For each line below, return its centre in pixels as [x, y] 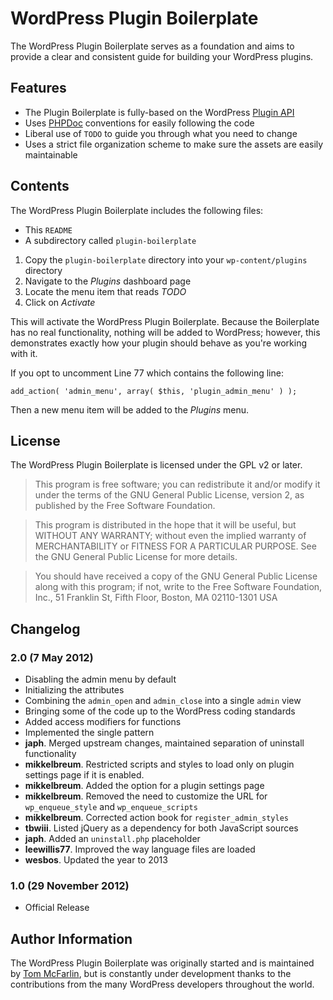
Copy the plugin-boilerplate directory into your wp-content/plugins [166, 259]
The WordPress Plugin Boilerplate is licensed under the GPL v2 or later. [156, 465]
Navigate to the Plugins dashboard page [108, 281]
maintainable [51, 154]
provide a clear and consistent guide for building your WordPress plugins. [162, 56]
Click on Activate [60, 302]
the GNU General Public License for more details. [136, 557]
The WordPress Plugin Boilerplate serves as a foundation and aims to [152, 46]
